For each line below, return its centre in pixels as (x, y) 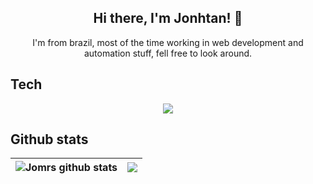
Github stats (49, 139)
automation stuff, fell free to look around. (168, 53)
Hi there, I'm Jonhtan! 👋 (168, 18)
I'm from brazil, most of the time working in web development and (168, 42)
